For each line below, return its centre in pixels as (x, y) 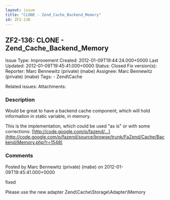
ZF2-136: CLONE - (35, 40)
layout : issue (20, 10)
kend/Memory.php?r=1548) (34, 142)
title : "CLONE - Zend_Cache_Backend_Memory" (53, 15)
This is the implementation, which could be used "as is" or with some (78, 126)
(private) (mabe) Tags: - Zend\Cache (44, 77)
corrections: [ (20, 132)
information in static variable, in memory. (48, 116)
